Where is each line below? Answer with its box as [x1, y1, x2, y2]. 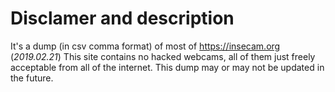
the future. [10, 72, 54, 84]
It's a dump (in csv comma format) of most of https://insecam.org [10, 40, 281, 52]
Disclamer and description [10, 7, 235, 30]
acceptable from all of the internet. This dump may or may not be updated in [10, 61, 325, 73]
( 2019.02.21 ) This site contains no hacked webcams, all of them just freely [10, 50, 316, 62]
